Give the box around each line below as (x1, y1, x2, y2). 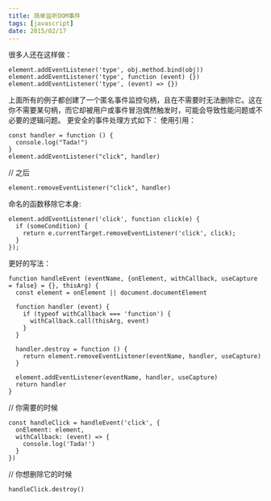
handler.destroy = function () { (15, 345, 128, 353)
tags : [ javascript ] (8, 19, 74, 27)
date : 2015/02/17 (8, 27, 67, 35)
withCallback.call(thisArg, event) (29, 317, 150, 325)
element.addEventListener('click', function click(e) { (8, 215, 200, 223)
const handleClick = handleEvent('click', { (8, 419, 161, 428)
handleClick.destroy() (8, 486, 85, 494)
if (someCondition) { (15, 223, 89, 231)
